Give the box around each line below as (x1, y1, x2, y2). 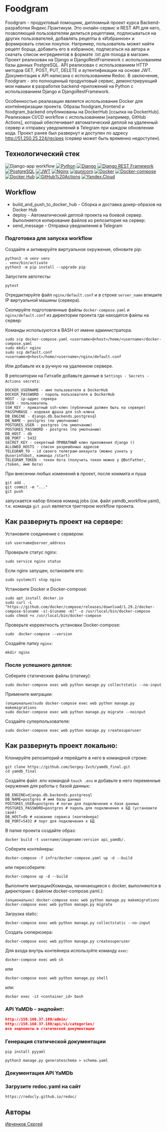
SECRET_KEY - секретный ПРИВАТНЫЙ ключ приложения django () (5, 440, 135, 445)
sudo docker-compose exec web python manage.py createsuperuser (5, 728, 142, 733)
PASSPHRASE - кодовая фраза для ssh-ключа (5, 409, 95, 414)
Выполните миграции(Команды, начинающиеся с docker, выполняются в (5, 882, 161, 888)
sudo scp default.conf (5, 350, 52, 355)
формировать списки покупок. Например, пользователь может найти (5, 40, 155, 46)
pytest (5, 283, 19, 288)
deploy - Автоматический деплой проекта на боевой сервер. (12, 212, 143, 218)
